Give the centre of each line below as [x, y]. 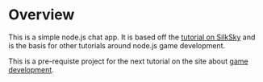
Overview [42, 15]
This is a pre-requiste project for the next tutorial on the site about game [128, 61]
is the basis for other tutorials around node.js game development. [117, 45]
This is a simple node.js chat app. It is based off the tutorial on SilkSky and [132, 37]
